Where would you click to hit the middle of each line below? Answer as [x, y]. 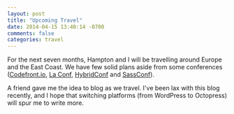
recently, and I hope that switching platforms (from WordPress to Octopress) [117, 96]
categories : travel [36, 40]
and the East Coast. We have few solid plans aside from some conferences [115, 67]
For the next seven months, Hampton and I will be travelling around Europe [115, 59]
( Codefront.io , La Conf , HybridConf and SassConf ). [81, 75]
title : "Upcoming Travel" [45, 20]
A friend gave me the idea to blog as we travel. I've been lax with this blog [114, 88]
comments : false [31, 33]
